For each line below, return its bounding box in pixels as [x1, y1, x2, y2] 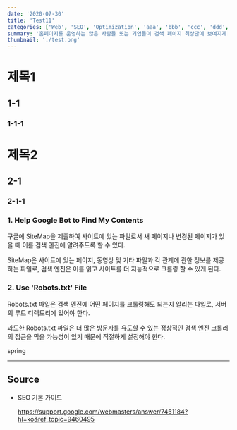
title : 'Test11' [7, 17, 55, 24]
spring [7, 346, 26, 355]
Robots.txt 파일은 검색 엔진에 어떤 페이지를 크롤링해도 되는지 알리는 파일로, [7, 300, 214, 308]
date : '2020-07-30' [7, 10, 65, 18]
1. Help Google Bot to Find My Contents [7, 216, 144, 226]
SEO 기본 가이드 [17, 393, 63, 402]
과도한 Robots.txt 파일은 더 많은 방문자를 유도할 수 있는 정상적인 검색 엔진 [7, 324, 210, 332]
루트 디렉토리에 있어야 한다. [14, 308, 90, 317]
